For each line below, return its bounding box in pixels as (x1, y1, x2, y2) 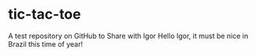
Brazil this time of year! (8, 39, 83, 48)
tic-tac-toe (8, 5, 81, 23)
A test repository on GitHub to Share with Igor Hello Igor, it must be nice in (8, 31, 249, 40)
